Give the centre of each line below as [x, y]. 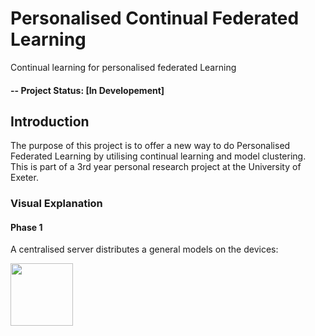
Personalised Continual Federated [155, 18]
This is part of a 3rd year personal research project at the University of [156, 167]
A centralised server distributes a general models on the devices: [144, 249]
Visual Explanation [56, 204]
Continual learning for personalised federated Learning [123, 67]
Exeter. [24, 178]
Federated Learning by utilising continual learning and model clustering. [158, 156]
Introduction [50, 121]
